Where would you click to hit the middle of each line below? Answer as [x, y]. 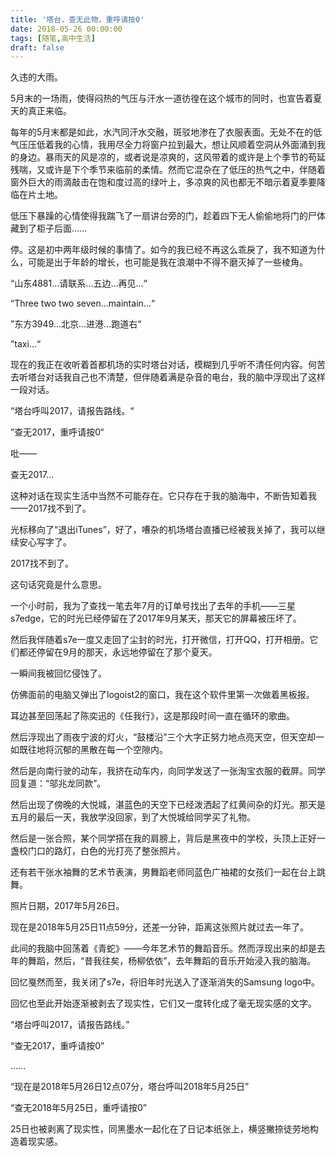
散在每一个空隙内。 [128, 750]
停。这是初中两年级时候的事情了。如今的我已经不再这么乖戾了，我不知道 [159, 250]
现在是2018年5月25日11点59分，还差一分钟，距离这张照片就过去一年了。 [160, 927]
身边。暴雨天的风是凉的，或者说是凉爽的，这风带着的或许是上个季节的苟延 [172, 157]
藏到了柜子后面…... [49, 228]
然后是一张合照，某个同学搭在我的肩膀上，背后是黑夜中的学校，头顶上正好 [163, 838]
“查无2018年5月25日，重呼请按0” [79, 1108]
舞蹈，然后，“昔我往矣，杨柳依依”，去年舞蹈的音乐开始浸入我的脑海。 [172, 961]
